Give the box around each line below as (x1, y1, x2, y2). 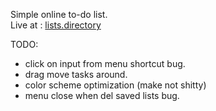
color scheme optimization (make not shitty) (24, 79, 207, 91)
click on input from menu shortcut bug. (24, 58, 186, 69)
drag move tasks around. (24, 69, 128, 80)
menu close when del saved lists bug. (24, 90, 180, 101)
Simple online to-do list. (10, 9, 108, 20)
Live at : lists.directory (10, 19, 102, 31)
